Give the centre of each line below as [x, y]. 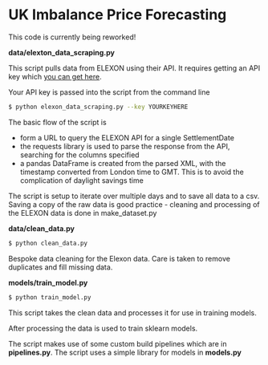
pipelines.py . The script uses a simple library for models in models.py [125, 352]
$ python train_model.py [50, 297]
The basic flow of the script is [57, 122]
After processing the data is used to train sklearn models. [103, 328]
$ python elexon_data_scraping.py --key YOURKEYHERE [98, 107]
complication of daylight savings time [82, 180]
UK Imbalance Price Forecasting [118, 15]
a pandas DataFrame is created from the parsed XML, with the [123, 163]
